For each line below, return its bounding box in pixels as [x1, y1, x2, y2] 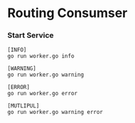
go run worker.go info [7, 53, 75, 60]
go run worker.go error [7, 90, 78, 97]
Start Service [7, 31, 55, 41]
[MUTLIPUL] [7, 102, 40, 109]
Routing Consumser [7, 5, 128, 21]
